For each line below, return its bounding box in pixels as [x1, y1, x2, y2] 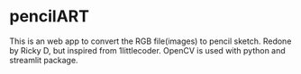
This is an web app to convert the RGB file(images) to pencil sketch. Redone [9, 36, 292, 46]
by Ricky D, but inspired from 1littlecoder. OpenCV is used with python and [9, 45, 286, 55]
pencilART [9, 6, 90, 27]
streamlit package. [9, 54, 78, 65]
